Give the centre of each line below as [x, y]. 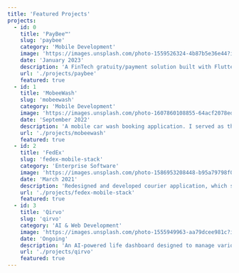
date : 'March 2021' [49, 179]
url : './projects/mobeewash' [63, 133]
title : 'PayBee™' [46, 34]
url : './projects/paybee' [59, 73]
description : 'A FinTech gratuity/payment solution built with [116, 67]
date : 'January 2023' [52, 60]
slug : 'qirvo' [41, 219]
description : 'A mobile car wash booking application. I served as [122, 126]
